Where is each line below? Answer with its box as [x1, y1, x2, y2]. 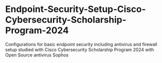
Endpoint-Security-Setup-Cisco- [5, 3, 146, 15]
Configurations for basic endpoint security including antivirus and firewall [5, 41, 157, 47]
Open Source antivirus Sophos [5, 51, 69, 58]
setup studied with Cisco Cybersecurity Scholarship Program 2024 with [5, 46, 154, 52]
